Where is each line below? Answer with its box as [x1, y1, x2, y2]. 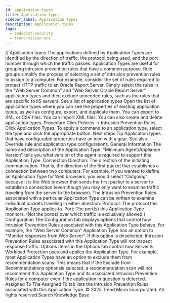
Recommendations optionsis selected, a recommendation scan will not [5, 264, 153, 271]
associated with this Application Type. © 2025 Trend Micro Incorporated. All [5, 286, 164, 292]
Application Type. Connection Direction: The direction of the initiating [5, 157, 150, 163]
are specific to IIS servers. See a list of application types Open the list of [5, 98, 156, 104]
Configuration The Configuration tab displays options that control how [5, 216, 151, 222]
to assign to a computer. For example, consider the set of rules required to [5, 77, 160, 83]
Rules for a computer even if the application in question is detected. [5, 276, 147, 282]
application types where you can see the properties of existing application [5, 103, 160, 109]
